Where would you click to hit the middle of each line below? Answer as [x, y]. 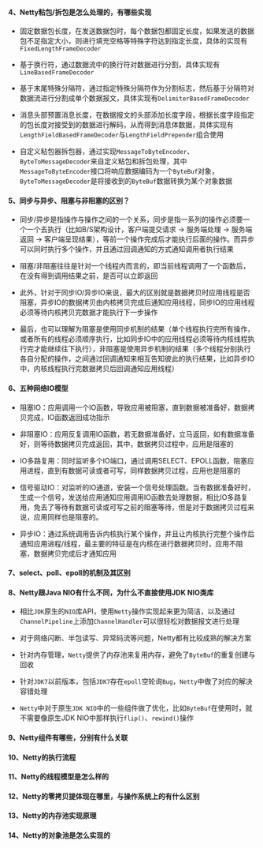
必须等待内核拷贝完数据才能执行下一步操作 [89, 313]
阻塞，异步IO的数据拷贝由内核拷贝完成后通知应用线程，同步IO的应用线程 [137, 302]
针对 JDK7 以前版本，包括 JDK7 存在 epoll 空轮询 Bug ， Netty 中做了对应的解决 [136, 681]
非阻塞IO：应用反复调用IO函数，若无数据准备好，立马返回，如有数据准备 [137, 433]
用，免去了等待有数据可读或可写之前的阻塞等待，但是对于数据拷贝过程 [133, 507]
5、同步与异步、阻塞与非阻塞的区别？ [69, 201]
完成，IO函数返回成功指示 [68, 417]
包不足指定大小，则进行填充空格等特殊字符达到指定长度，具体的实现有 [133, 41]
